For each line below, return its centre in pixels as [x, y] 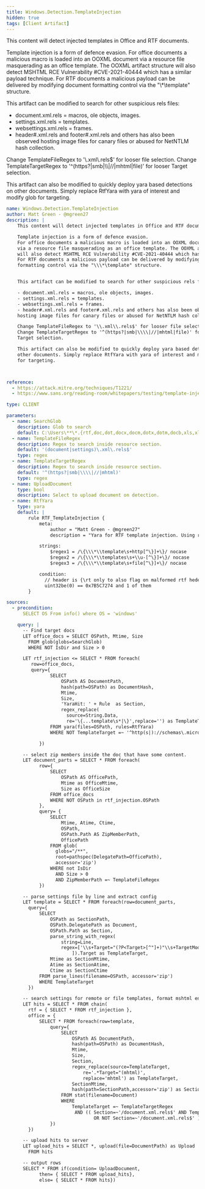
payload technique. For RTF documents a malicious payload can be [91, 79]
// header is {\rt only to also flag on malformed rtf [116, 580]
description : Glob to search [54, 427]
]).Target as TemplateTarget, [110, 953]
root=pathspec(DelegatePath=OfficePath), [109, 857]
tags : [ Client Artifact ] [38, 23]
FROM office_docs [72, 794]
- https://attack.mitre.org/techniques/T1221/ [72, 388]
